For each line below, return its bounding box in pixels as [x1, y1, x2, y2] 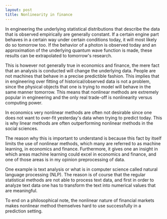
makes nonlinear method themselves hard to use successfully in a [5, 202, 141, 208]
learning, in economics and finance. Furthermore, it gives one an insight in [5, 146, 158, 152]
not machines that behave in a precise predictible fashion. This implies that [5, 73, 159, 79]
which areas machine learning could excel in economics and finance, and [5, 151, 156, 157]
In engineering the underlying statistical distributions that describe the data [5, 26, 160, 32]
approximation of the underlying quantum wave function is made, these [5, 47, 152, 53]
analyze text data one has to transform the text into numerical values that [5, 182, 156, 188]
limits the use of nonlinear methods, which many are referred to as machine [5, 140, 161, 146]
